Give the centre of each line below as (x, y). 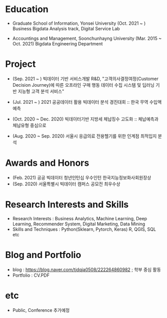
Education (27, 9)
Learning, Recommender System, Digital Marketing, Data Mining (79, 224)
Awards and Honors (47, 163)
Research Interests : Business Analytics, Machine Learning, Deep (80, 218)
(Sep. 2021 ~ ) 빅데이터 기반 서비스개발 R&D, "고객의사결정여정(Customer (86, 79)
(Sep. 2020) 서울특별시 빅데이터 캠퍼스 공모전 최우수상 (66, 184)
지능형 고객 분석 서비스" (41, 91)
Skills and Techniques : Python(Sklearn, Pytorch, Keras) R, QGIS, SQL (84, 229)
